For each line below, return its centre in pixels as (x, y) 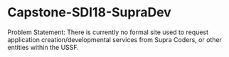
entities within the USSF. (43, 47)
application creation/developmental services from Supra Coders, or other (115, 39)
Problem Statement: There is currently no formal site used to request (108, 32)
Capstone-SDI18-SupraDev (90, 12)
